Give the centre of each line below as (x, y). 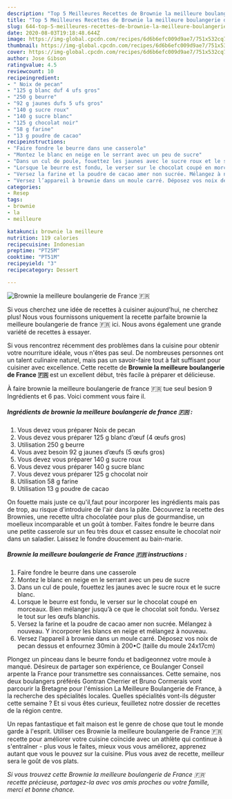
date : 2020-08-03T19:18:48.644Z (54, 33)
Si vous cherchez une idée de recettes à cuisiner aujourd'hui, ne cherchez (113, 309)
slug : (15, 26)
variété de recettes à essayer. (49, 331)
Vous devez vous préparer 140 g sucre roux (79, 459)
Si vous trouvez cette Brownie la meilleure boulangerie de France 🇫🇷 (106, 774)
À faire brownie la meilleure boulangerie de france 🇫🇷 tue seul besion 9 (110, 388)
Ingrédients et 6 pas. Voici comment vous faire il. (77, 396)
